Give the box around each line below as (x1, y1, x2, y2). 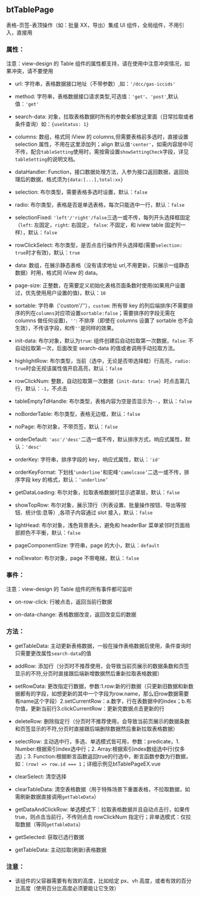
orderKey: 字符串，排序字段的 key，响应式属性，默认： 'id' (14, 456, 161, 463)
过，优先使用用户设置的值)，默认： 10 (14, 289, 106, 296)
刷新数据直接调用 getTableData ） (20, 793, 99, 800)
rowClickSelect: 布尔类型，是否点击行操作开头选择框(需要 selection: (14, 241, 183, 249)
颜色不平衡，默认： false (20, 529, 81, 537)
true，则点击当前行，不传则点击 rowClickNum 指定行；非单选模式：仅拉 (14, 813, 192, 821)
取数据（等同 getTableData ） (14, 821, 84, 828)
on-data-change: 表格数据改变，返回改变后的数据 (14, 611, 137, 618)
